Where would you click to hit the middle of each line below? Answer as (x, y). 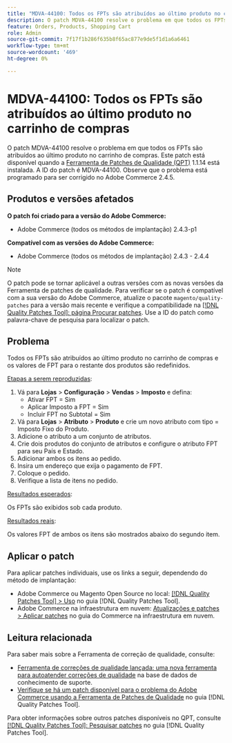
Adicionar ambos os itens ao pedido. (69, 459)
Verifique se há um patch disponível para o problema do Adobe (107, 690)
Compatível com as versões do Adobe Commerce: (80, 243)
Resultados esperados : (40, 494)
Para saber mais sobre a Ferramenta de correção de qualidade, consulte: (111, 654)
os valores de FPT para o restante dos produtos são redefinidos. (99, 365)
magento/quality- (199, 298)
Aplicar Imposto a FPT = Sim (68, 407)
